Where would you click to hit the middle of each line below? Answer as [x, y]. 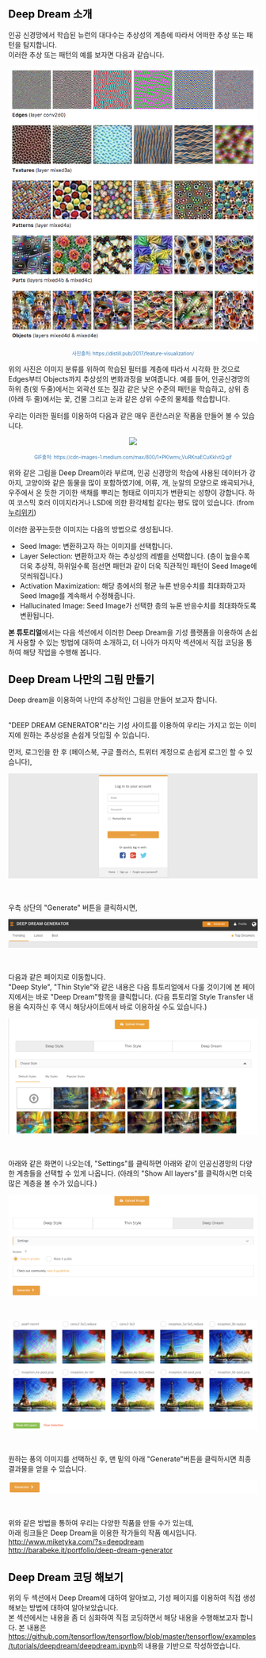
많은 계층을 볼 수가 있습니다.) [53, 1183]
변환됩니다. [37, 615]
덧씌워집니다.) [41, 576]
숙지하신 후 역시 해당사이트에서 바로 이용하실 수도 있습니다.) [115, 1007]
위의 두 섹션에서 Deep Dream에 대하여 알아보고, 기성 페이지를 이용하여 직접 [125, 1598]
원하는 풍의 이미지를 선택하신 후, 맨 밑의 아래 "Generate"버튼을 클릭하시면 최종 [130, 1459]
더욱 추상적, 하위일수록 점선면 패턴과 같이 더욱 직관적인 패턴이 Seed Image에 [138, 566]
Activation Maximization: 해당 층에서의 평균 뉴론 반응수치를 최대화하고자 [133, 585]
